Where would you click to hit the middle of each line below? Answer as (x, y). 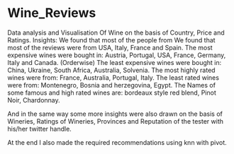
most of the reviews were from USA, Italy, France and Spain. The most (110, 47)
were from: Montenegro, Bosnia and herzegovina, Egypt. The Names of (112, 85)
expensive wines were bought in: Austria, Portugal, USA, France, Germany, (117, 55)
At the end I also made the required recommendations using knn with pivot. (117, 142)
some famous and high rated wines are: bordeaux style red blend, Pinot (112, 93)
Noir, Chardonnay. (34, 100)
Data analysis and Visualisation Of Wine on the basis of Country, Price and (116, 32)
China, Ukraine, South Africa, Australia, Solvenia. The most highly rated (111, 70)
